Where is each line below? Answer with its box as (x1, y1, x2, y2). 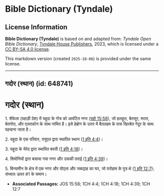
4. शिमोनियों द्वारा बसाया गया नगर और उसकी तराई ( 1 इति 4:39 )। (5, 156, 108, 162)
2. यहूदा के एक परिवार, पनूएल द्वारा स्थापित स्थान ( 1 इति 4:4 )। (5, 136, 103, 142)
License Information (5, 23, 67, 31)
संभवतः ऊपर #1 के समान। (5, 171, 47, 177)
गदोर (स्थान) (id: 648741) (5, 80, 73, 88)
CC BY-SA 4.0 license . (5, 46, 50, 52)
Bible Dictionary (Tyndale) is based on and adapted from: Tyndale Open (5, 36, 151, 42)
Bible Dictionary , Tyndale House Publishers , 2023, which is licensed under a (5, 41, 159, 47)
